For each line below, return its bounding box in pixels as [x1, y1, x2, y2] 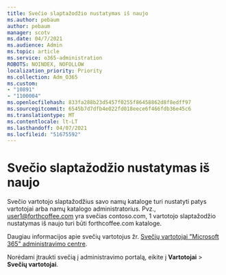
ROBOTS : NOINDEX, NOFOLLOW [7, 61, 84, 68]
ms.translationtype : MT [7, 112, 75, 118]
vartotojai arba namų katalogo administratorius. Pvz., [7, 205, 156, 213]
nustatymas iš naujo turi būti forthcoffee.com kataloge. [7, 220, 162, 228]
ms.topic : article [7, 49, 60, 55]
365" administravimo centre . [7, 240, 88, 248]
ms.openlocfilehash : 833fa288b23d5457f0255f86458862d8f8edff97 [7, 99, 192, 106]
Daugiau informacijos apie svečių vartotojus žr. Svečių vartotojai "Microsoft [7, 233, 219, 241]
